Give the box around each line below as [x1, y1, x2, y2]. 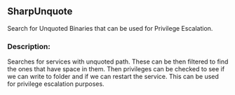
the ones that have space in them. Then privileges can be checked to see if [7, 65, 225, 73]
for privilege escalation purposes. [7, 80, 105, 88]
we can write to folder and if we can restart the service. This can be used [7, 73, 220, 81]
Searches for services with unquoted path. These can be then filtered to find [7, 57, 229, 66]
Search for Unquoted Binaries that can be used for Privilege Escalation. [7, 24, 213, 32]
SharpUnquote [7, 6, 73, 17]
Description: [7, 41, 51, 51]
